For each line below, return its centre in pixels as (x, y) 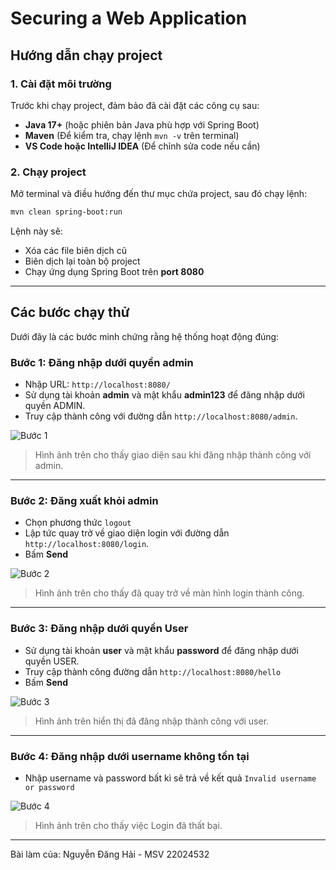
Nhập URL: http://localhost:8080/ (97, 384)
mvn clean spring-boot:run (66, 212)
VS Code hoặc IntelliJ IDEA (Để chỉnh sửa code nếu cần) (142, 146)
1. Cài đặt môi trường (61, 84)
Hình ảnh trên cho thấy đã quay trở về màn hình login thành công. (169, 593)
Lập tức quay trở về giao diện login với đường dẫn (127, 533)
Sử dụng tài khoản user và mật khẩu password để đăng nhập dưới (161, 650)
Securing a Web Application (129, 18)
